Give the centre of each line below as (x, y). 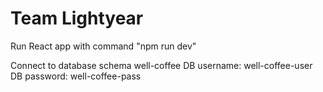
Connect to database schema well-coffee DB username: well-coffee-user (161, 65)
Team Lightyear (77, 18)
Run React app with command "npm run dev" (103, 46)
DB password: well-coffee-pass (76, 76)
